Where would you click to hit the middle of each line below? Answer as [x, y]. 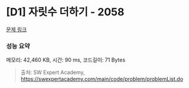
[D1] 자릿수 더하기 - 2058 [65, 12]
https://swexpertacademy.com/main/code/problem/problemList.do [102, 79]
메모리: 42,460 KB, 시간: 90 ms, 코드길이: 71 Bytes [66, 60]
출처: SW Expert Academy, [53, 72]
